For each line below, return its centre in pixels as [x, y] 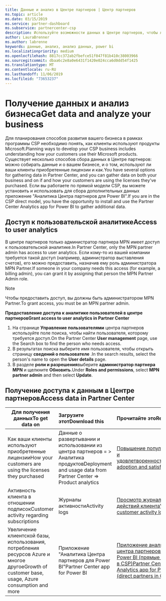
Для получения [31, 412]
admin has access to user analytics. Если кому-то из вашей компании [78, 252]
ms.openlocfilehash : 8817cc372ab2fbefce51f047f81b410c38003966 [72, 56]
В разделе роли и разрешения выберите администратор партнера [84, 364]
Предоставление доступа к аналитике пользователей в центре [74, 313]
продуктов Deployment [85, 464]
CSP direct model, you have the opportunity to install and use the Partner [80, 201]
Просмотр [129, 500]
